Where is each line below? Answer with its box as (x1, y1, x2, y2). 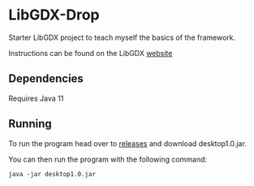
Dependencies (8, 71, 84, 86)
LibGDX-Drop (8, 6, 100, 24)
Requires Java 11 (8, 93, 64, 103)
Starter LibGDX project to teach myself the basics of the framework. (8, 32, 236, 42)
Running (8, 117, 53, 131)
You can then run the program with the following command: (8, 154, 208, 164)
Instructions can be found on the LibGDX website (8, 48, 173, 58)
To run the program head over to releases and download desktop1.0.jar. (8, 138, 248, 148)
